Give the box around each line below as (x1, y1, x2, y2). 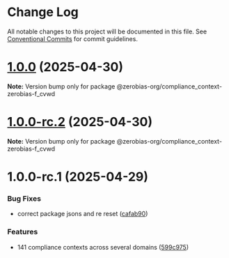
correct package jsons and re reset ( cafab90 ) (17, 210, 148, 218)
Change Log (7, 4, 79, 20)
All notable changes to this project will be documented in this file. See (7, 27, 207, 36)
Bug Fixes (7, 193, 42, 203)
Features (7, 227, 38, 237)
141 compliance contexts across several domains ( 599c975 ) (17, 243, 189, 251)
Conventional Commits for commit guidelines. (7, 34, 138, 43)
